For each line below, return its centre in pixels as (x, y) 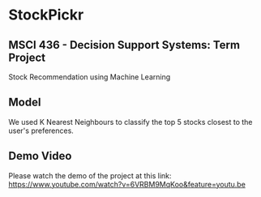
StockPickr (46, 15)
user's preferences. (41, 131)
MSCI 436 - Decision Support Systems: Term (124, 45)
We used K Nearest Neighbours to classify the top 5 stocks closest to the (130, 122)
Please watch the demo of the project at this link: (90, 175)
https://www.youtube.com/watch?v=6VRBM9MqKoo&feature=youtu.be (127, 184)
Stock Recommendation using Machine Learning (90, 77)
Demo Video (40, 156)
